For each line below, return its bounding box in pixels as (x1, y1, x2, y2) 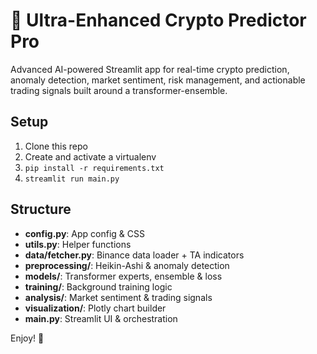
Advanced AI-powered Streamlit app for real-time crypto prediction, (10, 63, 290, 75)
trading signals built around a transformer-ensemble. (10, 84, 228, 96)
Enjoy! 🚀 (10, 332, 45, 344)
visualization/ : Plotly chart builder (24, 302, 167, 314)
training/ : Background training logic (24, 280, 173, 293)
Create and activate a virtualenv (24, 150, 157, 163)
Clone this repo (24, 140, 88, 152)
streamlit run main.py (24, 174, 120, 184)
